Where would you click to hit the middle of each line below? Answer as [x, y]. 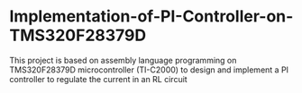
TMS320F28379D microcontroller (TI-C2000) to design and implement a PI [149, 70]
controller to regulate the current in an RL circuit [98, 79]
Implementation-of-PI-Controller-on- [151, 17]
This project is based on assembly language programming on [123, 60]
